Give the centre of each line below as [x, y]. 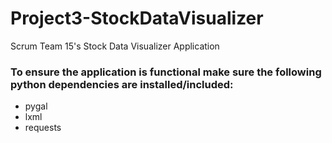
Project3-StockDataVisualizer [137, 18]
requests [43, 128]
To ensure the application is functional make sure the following [166, 72]
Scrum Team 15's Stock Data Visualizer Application [115, 46]
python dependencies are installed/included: [122, 84]
